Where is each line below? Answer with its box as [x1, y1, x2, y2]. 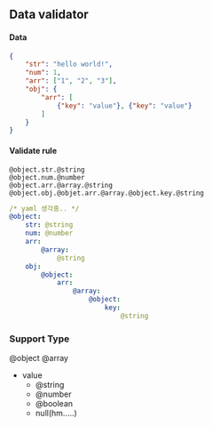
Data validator [9, 7, 89, 22]
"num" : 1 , [25, 68, 62, 77]
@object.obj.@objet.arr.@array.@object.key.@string [9, 189, 204, 197]
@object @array [9, 353, 69, 364]
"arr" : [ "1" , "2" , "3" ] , [25, 76, 117, 85]
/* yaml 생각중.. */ [9, 204, 80, 213]
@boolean [35, 398, 74, 409]
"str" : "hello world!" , [25, 60, 114, 69]
